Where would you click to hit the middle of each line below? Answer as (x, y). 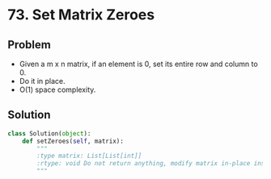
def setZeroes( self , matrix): (73, 141)
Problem (30, 45)
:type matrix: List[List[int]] (89, 156)
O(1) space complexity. (57, 89)
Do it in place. (42, 81)
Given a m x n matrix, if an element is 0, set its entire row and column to (138, 64)
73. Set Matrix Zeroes (81, 15)
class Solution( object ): (49, 133)
